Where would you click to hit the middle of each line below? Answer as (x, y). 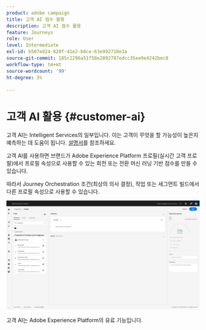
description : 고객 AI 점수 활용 (44, 26)
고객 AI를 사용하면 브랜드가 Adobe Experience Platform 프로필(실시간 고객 (96, 156)
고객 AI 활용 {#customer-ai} (76, 117)
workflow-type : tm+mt (34, 64)
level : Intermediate (33, 45)
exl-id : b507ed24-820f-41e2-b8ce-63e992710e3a (67, 52)
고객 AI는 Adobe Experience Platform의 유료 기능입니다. (74, 320)
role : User (20, 39)
